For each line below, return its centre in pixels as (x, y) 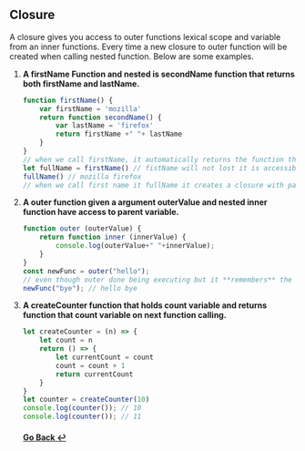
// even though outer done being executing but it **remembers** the (158, 280)
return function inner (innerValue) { (113, 237)
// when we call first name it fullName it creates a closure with (153, 185)
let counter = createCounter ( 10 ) (86, 400)
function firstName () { (68, 100)
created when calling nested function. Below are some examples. (132, 56)
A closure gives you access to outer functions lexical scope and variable (145, 36)
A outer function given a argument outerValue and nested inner (145, 202)
